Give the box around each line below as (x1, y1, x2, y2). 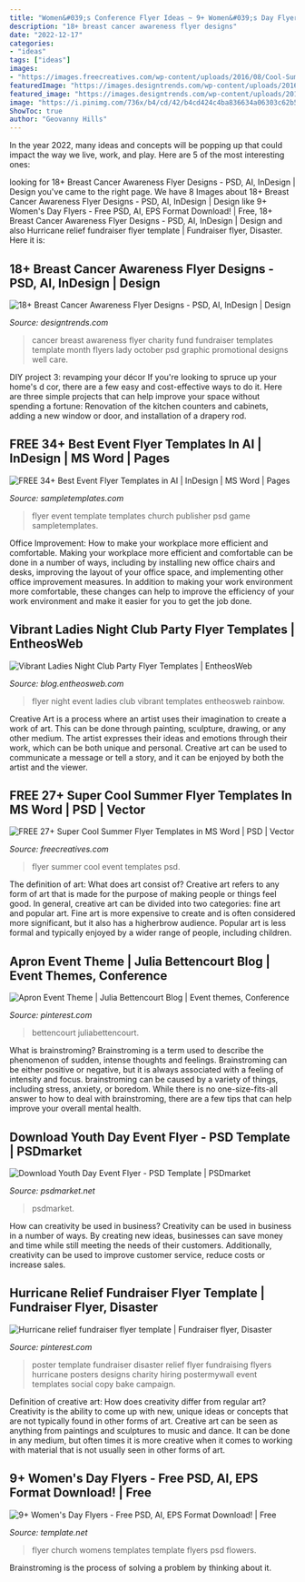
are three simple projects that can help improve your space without (9, 390, 261, 401)
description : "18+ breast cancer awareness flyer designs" (9, 22, 238, 31)
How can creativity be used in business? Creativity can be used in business (9, 1221, 292, 1231)
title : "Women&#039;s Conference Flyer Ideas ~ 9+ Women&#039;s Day (9, 13, 274, 23)
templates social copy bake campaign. (31, 1378, 176, 1389)
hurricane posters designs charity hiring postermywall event (31, 1368, 258, 1379)
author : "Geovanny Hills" (9, 115, 107, 124)
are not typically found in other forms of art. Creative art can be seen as (9, 1416, 279, 1426)
